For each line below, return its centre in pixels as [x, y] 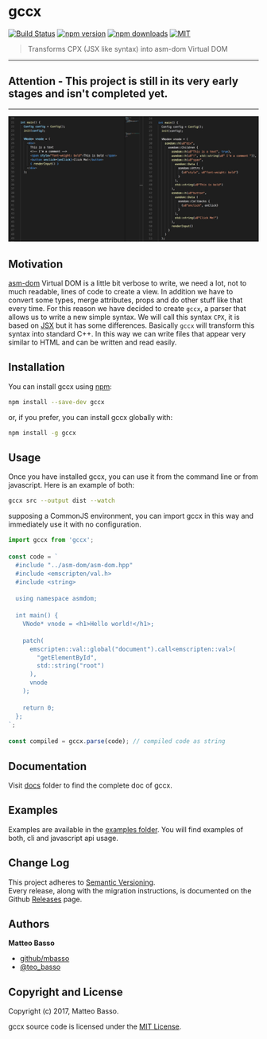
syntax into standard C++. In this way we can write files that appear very [127, 334]
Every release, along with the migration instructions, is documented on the [130, 890]
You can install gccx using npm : [60, 386]
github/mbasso [44, 959]
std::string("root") [71, 666]
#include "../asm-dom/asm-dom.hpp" [74, 565]
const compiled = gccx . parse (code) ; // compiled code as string [117, 741]
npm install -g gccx [43, 433]
